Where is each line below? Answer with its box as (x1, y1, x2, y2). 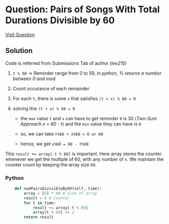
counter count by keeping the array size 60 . (5, 161, 97, 167)
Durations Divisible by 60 (5, 14, 115, 26)
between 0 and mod (12, 76, 56, 82)
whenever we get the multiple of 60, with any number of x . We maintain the (5, 156, 164, 162)
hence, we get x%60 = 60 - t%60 (20, 140, 89, 147)
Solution (5, 46, 33, 55)
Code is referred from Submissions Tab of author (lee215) (5, 60, 127, 66)
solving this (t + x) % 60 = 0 (12, 105, 75, 111)
